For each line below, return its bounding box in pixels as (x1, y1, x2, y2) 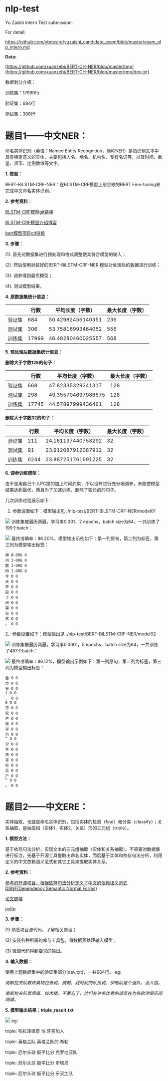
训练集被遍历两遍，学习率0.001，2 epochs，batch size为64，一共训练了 (11, 519, 161, 525)
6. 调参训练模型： (5, 470, 41, 476)
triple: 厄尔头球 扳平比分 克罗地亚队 (5, 1049, 78, 1055)
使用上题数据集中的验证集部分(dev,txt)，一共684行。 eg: (5, 969, 122, 975)
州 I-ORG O (5, 557, 27, 563)
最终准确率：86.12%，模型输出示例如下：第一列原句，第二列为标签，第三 (11, 658, 162, 664)
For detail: (5, 29, 26, 35)
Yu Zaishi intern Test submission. (5, 19, 73, 25)
